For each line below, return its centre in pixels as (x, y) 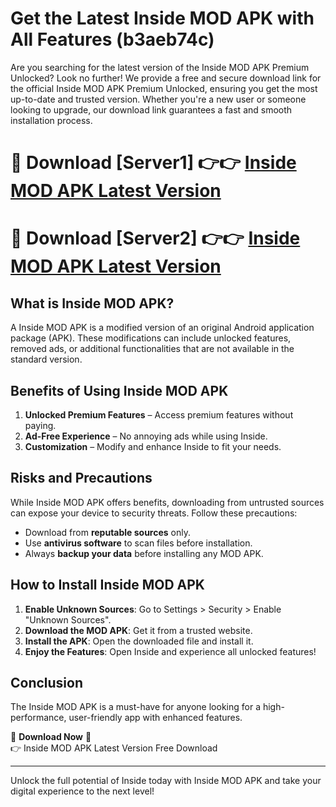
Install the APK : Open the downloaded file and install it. (139, 641)
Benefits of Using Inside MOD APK (119, 390)
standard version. (46, 359)
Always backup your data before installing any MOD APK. (144, 553)
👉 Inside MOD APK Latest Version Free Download (114, 748)
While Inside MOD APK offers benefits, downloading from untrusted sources (167, 502)
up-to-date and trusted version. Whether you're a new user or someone (158, 99)
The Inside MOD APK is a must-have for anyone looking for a (136, 707)
